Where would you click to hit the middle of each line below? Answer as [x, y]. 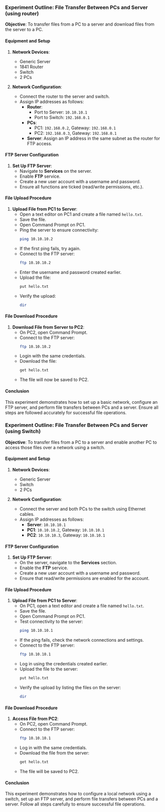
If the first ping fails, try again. [50, 248]
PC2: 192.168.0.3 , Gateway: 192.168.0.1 [75, 133]
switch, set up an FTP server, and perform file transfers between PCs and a [82, 799]
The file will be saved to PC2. [49, 771]
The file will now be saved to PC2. [54, 380]
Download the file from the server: [54, 753]
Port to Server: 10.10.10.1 [61, 112]
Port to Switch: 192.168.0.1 [62, 117]
